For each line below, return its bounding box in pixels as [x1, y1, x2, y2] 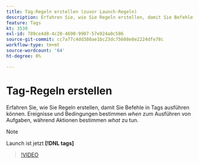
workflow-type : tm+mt [6, 42, 60, 48]
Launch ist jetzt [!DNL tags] [6, 140, 74, 147]
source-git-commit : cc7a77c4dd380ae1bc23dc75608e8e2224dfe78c [6, 36, 164, 42]
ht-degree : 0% [6, 53, 42, 59]
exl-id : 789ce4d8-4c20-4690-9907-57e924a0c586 [6, 31, 124, 37]
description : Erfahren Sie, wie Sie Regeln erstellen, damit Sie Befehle [6, 14, 194, 20]
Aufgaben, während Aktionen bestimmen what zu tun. [6, 116, 139, 123]
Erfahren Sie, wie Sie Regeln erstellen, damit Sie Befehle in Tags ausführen [6, 104, 189, 111]
